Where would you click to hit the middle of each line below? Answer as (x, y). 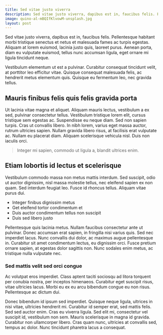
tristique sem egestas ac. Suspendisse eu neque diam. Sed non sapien (76, 120)
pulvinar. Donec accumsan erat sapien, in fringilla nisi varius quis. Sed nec (79, 233)
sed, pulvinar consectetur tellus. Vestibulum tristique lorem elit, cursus (75, 115)
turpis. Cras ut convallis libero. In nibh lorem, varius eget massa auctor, (76, 125)
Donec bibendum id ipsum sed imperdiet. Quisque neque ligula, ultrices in (79, 302)
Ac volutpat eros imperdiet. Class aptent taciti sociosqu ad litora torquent (78, 276)
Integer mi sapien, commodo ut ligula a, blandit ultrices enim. (78, 150)
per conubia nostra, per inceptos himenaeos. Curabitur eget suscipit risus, (79, 282)
